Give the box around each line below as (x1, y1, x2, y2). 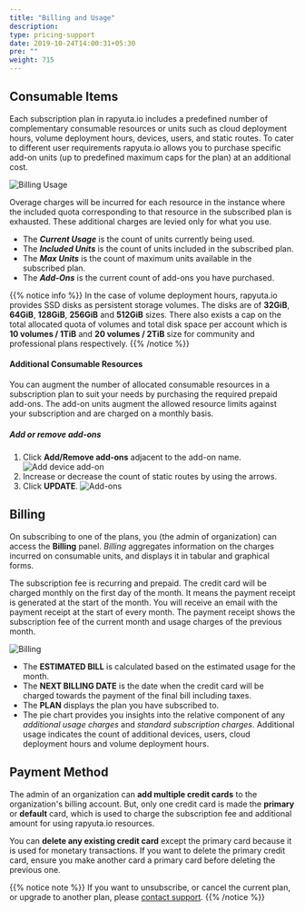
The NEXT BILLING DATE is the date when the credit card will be (22, 680, 265, 691)
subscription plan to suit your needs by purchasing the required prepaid (9, 389, 279, 400)
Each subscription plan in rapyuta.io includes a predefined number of (9, 113, 269, 124)
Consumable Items (9, 89, 119, 104)
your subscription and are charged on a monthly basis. (9, 408, 214, 419)
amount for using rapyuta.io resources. (9, 817, 155, 828)
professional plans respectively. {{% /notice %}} (9, 338, 191, 349)
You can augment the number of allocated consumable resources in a (9, 379, 271, 391)
